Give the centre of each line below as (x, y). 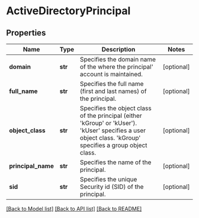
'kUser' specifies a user (113, 130)
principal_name (32, 166)
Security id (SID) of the (112, 187)
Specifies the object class (116, 108)
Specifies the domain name (118, 59)
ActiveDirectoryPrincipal (68, 11)
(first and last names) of (113, 91)
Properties (26, 33)
